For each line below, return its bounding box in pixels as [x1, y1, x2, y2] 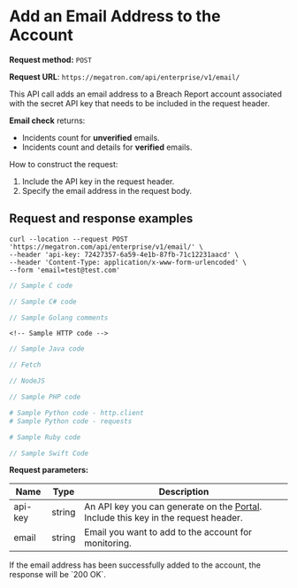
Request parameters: [9, 465, 88, 476]
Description [158, 485, 209, 498]
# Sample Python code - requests [9, 416, 133, 426]
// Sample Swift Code [9, 449, 89, 458]
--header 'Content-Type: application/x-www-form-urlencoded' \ [9, 258, 247, 267]
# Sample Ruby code [9, 432, 81, 442]
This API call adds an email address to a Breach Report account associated [9, 89, 283, 99]
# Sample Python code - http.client [9, 408, 144, 417]
